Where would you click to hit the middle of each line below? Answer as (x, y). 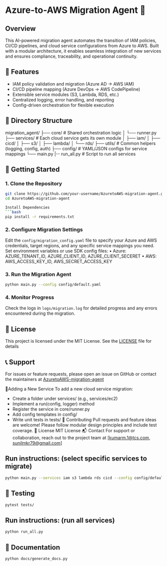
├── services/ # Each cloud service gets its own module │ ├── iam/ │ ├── (83, 138)
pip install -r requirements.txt (40, 217)
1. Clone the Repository (34, 184)
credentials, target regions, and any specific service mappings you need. (80, 245)
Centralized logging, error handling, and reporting (63, 99)
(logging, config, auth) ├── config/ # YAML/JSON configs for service (76, 148)
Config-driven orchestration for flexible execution (63, 105)
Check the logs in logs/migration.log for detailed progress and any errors (81, 308)
